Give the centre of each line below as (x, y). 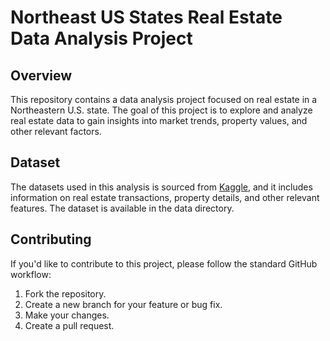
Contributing (51, 239)
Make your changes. (67, 315)
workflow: (31, 274)
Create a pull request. (69, 325)
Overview (41, 75)
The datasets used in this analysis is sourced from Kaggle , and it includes (161, 187)
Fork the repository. (65, 293)
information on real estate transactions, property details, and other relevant (165, 197)
